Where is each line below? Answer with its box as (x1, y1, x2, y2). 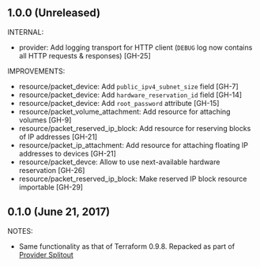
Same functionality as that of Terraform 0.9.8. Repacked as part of (18, 241, 235, 251)
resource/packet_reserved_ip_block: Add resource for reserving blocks (18, 123, 251, 133)
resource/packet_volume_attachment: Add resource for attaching (18, 107, 231, 116)
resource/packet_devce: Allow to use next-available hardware (18, 157, 220, 167)
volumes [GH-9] (18, 115, 72, 125)
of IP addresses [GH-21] (18, 132, 98, 141)
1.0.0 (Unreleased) (7, 6, 100, 20)
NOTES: (7, 226, 33, 235)
